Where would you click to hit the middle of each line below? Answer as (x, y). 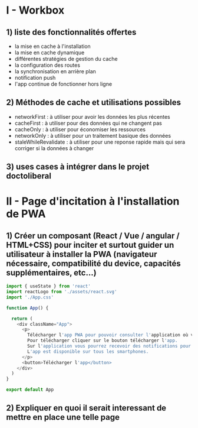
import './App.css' (30, 297)
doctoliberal (29, 176)
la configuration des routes (47, 65)
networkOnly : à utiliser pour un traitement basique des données (93, 135)
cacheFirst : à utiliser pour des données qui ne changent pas (88, 123)
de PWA (26, 214)
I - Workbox (35, 10)
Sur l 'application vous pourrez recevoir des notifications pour (109, 346)
